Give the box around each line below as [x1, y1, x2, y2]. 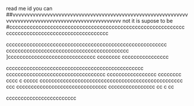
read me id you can [6, 5, 53, 12]
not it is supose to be [122, 17, 174, 24]
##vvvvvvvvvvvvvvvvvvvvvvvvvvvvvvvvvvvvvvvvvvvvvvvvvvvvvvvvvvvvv [6, 11, 188, 18]
